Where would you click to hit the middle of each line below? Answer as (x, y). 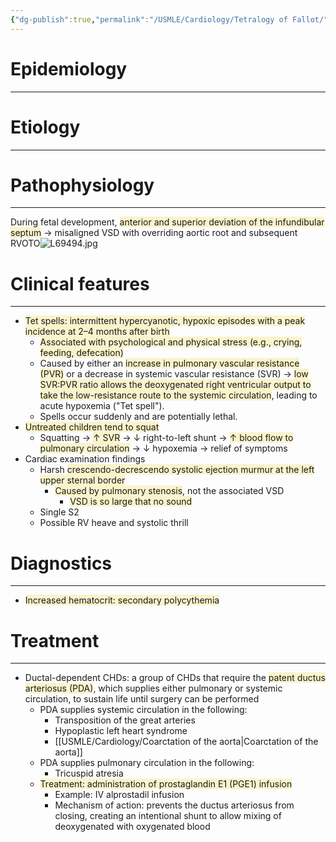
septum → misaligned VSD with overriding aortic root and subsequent (154, 233)
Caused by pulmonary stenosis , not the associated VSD (169, 491)
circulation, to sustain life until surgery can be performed (142, 699)
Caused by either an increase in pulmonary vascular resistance (169, 363)
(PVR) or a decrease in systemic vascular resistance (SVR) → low (174, 374)
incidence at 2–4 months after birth (97, 332)
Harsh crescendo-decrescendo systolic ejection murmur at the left (177, 470)
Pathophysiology (82, 185)
